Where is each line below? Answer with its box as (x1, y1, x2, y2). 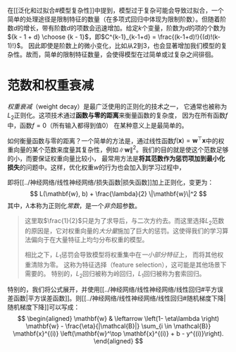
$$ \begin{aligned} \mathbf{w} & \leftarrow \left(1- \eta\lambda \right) (17, 315, 220, 323)
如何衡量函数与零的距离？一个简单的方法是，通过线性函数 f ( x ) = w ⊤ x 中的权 (7, 135, 225, 145)
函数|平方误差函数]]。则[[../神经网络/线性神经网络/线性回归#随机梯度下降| (13, 294, 226, 303)
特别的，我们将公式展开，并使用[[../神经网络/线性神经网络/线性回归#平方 (7, 285, 218, 294)
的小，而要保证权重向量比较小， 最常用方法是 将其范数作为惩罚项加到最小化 (7, 154, 225, 163)
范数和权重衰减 (7, 78, 94, 94)
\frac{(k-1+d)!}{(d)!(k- (157, 32, 221, 41)
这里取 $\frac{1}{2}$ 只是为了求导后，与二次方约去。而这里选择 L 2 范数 (24, 217, 225, 226)
